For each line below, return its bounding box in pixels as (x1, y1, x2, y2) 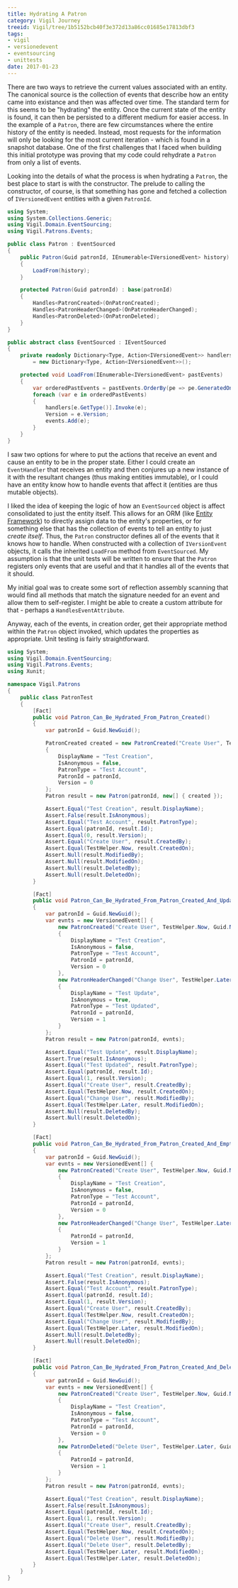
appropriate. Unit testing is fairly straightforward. (7, 634, 150, 643)
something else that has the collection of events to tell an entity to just (7, 524, 212, 533)
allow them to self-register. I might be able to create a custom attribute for (7, 598, 223, 606)
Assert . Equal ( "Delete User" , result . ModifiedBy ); (45, 1535, 195, 1542)
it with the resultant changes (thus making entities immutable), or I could (7, 472, 218, 481)
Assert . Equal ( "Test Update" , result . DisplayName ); (45, 1048, 198, 1055)
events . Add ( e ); (45, 418, 91, 425)
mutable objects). (7, 487, 59, 496)
